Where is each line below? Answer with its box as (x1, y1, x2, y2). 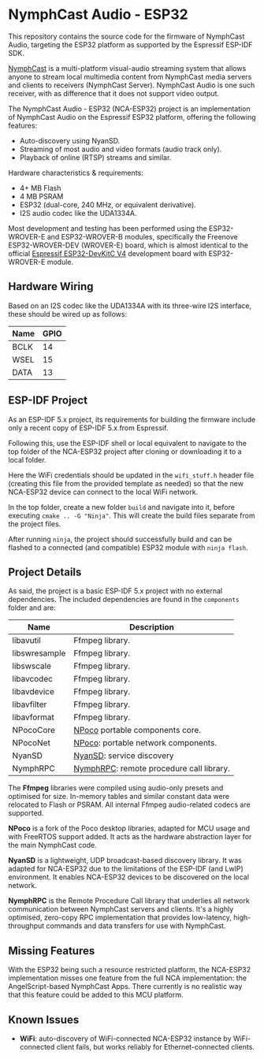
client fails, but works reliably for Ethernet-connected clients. (56, 1042, 255, 1051)
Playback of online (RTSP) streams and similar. (19, 152, 172, 162)
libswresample (12, 648, 66, 659)
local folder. (8, 455, 46, 464)
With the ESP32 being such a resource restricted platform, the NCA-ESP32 (8, 965, 251, 975)
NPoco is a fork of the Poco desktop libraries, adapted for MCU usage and (8, 823, 251, 833)
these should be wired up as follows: (8, 309, 128, 318)
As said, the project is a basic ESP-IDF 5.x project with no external (8, 586, 223, 596)
